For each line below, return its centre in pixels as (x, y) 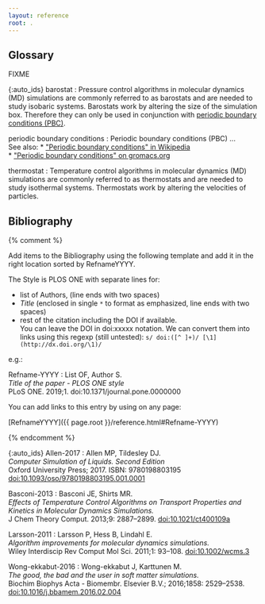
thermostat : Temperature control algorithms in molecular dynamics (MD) (128, 171)
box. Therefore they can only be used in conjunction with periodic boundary (132, 115)
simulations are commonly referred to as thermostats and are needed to (126, 179)
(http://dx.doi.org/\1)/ (61, 345)
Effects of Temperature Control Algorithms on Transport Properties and (125, 502)
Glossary (31, 55)
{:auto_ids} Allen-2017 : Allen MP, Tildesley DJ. (84, 453)
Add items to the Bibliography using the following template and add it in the (131, 256)
